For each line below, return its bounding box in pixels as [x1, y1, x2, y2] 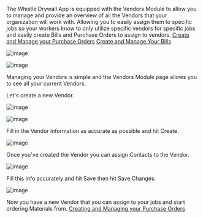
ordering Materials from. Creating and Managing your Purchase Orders [6, 205, 185, 212]
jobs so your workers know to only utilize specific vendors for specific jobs [6, 24, 196, 32]
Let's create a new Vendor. [6, 92, 75, 99]
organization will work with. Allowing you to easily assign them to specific [6, 18, 192, 25]
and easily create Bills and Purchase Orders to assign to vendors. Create [6, 31, 190, 39]
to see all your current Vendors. [6, 80, 86, 87]
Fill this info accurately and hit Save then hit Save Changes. [6, 175, 156, 182]
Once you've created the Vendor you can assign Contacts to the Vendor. [6, 151, 190, 158]
